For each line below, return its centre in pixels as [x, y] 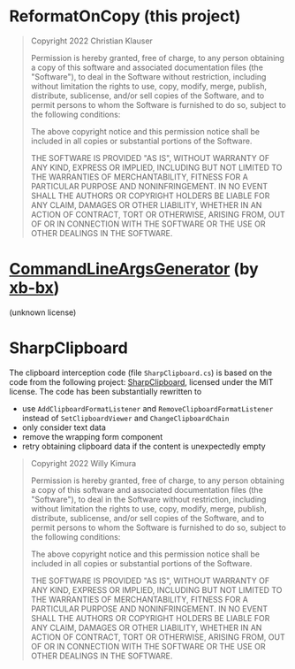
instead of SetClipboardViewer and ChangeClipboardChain [125, 418]
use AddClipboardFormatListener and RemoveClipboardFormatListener [147, 408]
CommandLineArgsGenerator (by [134, 269]
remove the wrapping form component [92, 436]
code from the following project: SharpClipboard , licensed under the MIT [141, 381]
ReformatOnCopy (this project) [125, 16]
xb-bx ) [34, 288]
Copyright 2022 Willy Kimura [83, 463]
